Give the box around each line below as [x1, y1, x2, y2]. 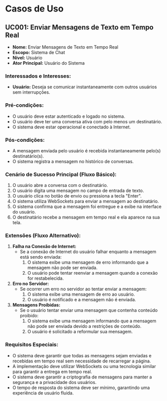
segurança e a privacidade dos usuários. [12, 379, 96, 385]
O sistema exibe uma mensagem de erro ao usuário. [27, 291, 135, 297]
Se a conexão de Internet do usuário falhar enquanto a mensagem [19, 249, 156, 255]
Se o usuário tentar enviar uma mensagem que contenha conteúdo [19, 307, 158, 313]
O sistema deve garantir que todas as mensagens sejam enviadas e [12, 352, 151, 358]
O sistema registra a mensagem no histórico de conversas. [12, 158, 134, 164]
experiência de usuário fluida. [12, 389, 74, 396]
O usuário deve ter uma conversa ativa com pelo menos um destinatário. [12, 118, 162, 124]
